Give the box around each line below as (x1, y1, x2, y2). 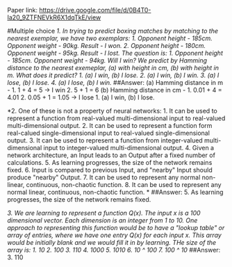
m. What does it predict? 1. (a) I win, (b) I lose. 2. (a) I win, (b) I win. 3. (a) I (7, 71, 219, 79)
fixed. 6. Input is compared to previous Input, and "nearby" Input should (7, 166, 213, 174)
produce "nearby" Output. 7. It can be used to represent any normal (7, 173, 201, 181)
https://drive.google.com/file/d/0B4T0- (39, 6, 151, 14)
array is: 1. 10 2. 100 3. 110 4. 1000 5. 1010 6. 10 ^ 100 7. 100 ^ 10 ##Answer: (7, 246, 221, 254)
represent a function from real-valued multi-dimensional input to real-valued (7, 114, 226, 122)
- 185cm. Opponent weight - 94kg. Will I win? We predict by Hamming (7, 56, 207, 65)
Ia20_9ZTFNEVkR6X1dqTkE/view (7, 13, 101, 22)
